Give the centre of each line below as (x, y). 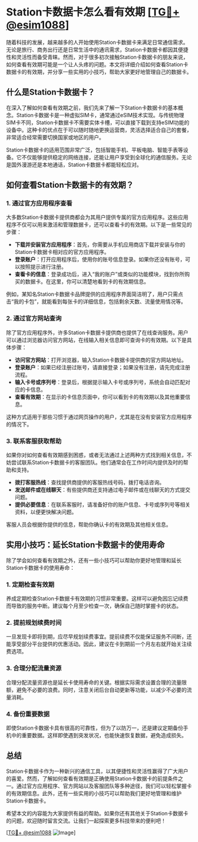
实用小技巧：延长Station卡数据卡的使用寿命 (85, 545)
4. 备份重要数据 (28, 714)
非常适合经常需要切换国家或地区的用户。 (55, 137)
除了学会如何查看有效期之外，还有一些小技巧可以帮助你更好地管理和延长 (94, 560)
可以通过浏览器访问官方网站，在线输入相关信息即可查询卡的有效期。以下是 (96, 340)
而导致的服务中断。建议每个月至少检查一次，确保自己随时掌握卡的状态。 (94, 606)
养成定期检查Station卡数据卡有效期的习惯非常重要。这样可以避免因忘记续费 (97, 599)
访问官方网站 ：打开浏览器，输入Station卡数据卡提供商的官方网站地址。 (100, 360)
